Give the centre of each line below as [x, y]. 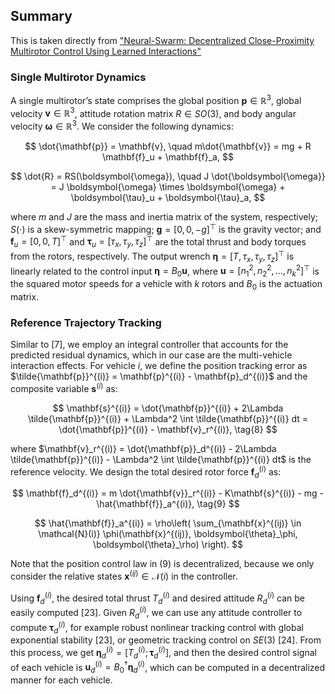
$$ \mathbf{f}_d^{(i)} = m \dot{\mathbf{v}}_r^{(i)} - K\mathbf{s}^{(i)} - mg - [168, 493]
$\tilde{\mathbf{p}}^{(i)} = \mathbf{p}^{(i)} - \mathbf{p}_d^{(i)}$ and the [159, 376]
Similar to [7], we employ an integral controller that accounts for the [149, 345]
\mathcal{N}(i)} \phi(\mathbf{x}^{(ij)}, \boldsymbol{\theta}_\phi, [168, 534]
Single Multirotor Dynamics [78, 77]
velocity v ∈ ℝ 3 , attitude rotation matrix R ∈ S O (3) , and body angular [153, 112]
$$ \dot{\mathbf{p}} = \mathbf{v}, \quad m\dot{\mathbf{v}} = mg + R [168, 146]
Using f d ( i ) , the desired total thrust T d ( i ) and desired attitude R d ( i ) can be [158, 598]
